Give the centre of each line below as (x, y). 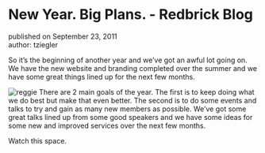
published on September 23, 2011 (63, 36)
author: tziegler (33, 44)
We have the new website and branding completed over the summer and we (133, 68)
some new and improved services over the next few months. (107, 125)
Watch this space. (38, 140)
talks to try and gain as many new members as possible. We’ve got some (127, 109)
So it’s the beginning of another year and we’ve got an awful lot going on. (128, 60)
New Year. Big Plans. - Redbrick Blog (131, 15)
